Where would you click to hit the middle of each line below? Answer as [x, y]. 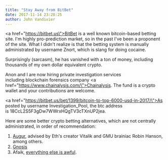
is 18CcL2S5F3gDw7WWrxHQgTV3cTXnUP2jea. [56, 111]
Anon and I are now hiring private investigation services [63, 75]
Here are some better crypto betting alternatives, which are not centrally [80, 121]
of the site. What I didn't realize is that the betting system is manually [77, 44]
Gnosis [20, 147]
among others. [28, 141]
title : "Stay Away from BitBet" [39, 10]
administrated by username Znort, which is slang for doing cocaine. [76, 50]
